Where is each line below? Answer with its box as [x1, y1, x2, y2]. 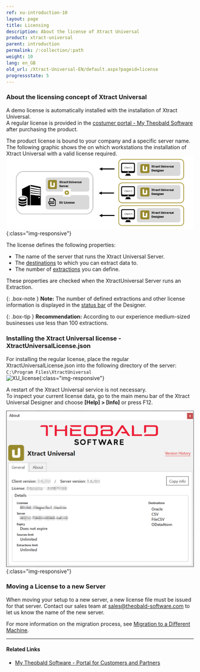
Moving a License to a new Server [6, 582, 106, 591]
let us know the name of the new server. [6, 609, 105, 616]
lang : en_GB [6, 60, 36, 66]
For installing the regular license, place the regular [6, 355, 129, 362]
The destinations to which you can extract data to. [14, 260, 138, 267]
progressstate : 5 [6, 72, 49, 79]
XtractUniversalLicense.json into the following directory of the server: [6, 362, 177, 369]
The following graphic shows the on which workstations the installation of [6, 143, 187, 150]
